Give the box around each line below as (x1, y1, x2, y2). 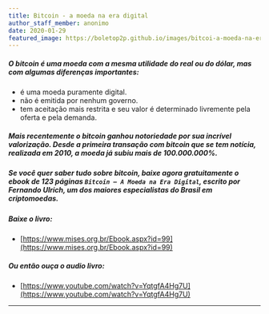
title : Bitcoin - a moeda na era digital (8, 11, 149, 20)
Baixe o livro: (8, 213, 53, 224)
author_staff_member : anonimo (8, 19, 110, 27)
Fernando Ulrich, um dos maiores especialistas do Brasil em (8, 185, 213, 195)
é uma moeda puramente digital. (19, 87, 127, 97)
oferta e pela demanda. (19, 113, 98, 122)
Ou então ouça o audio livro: (8, 260, 106, 270)
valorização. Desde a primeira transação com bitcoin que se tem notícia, (8, 139, 256, 149)
